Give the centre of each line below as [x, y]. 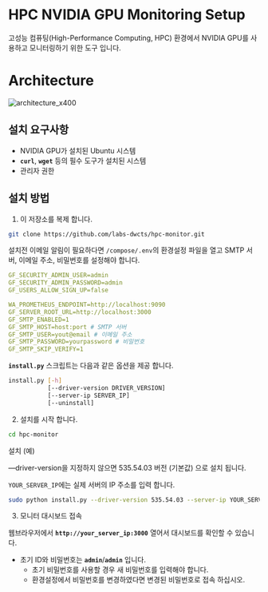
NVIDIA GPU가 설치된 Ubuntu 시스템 [78, 150]
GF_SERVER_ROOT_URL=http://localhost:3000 [80, 312]
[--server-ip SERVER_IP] [89, 395]
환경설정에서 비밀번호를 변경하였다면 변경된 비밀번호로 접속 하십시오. [138, 580]
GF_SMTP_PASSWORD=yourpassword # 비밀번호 [77, 342]
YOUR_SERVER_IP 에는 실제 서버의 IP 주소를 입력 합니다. [92, 484]
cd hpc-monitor [33, 434]
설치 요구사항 [39, 130]
